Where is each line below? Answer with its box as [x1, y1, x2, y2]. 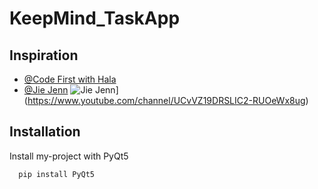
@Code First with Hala [23, 73, 117, 85]
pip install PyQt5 [18, 169, 96, 179]
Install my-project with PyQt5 [9, 150, 129, 162]
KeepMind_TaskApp [9, 7, 181, 30]
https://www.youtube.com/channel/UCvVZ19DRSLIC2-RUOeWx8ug [27, 95, 306, 106]
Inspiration [9, 47, 79, 64]
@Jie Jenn [23, 84, 69, 96]
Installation [9, 123, 81, 141]
